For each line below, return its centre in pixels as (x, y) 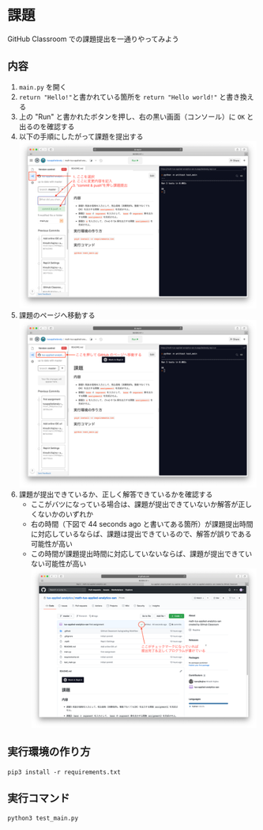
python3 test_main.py (43, 819)
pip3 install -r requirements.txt (64, 772)
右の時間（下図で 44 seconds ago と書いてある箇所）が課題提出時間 (142, 524)
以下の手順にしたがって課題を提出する (81, 136)
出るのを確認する (47, 126)
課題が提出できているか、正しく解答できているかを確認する (116, 494)
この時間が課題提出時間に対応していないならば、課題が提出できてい (141, 554)
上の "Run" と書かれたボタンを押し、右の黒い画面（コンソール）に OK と (136, 116)
